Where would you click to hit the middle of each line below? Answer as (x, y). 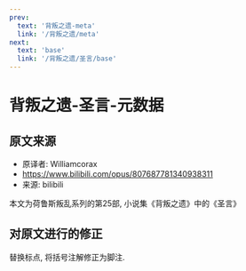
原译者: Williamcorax (60, 164)
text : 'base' (41, 51)
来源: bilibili (43, 184)
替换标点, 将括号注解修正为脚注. (67, 257)
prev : (19, 17)
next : (19, 42)
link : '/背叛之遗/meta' (59, 34)
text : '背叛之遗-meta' (56, 26)
